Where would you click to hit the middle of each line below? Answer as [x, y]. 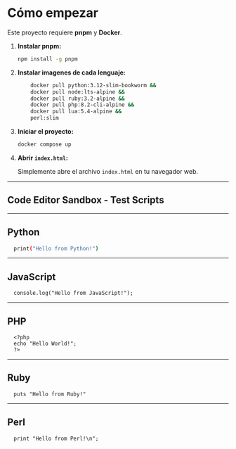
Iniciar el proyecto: [45, 132]
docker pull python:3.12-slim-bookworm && [93, 85]
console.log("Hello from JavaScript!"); [73, 293]
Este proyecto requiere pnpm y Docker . [65, 32]
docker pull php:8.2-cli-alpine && [83, 105]
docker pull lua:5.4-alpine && [76, 112]
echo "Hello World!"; [45, 344]
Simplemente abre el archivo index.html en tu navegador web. [108, 171]
